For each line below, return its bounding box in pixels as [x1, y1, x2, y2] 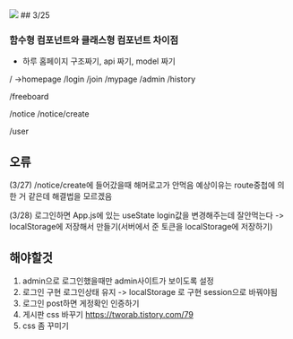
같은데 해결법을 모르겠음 [28, 191, 113, 202]
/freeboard [9, 91, 49, 102]
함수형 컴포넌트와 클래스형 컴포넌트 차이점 [9, 33, 179, 46]
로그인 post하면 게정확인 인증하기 [22, 298, 140, 309]
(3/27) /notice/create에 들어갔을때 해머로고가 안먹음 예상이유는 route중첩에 [9, 179, 276, 191]
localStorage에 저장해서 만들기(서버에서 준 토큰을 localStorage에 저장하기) [9, 222, 273, 232]
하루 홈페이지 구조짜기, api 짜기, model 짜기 [22, 56, 177, 66]
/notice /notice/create [9, 109, 90, 119]
